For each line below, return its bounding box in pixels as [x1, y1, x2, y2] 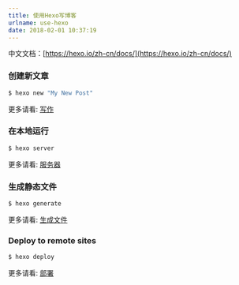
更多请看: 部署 [8, 268, 54, 278]
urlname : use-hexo [8, 19, 69, 27]
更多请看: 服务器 [8, 159, 61, 169]
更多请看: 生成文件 [8, 215, 68, 224]
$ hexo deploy [8, 253, 55, 261]
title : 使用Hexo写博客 [8, 11, 77, 20]
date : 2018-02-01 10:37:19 [8, 26, 97, 34]
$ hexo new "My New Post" [8, 88, 93, 97]
